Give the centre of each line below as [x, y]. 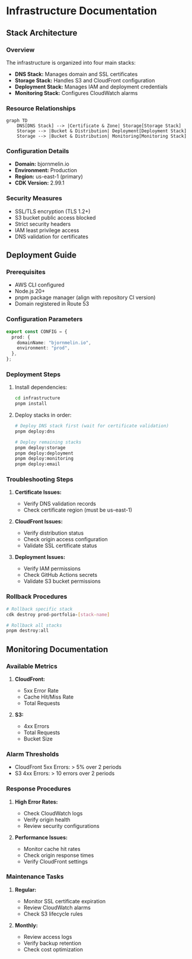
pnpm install [31, 404]
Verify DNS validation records [60, 504]
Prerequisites [26, 272]
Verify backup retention [52, 943]
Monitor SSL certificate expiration [65, 901]
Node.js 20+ [30, 291]
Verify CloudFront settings [55, 861]
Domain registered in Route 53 [52, 304]
